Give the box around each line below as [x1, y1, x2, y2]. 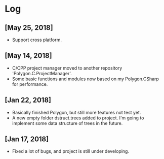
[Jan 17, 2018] [5, 135, 49, 144]
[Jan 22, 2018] [5, 96, 52, 105]
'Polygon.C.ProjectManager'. [12, 70, 72, 76]
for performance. [12, 81, 48, 87]
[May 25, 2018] [5, 23, 54, 32]
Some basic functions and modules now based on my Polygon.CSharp [12, 76, 159, 82]
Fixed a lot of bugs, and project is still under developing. [12, 148, 130, 154]
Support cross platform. [12, 37, 62, 43]
